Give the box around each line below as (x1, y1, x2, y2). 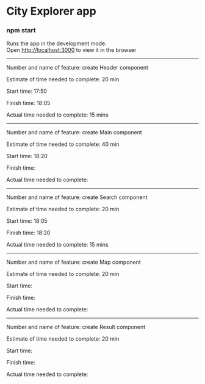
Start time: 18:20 (6, 153, 48, 160)
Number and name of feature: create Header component (6, 64, 148, 71)
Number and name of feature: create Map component (6, 258, 142, 266)
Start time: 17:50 (6, 87, 48, 95)
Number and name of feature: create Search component (6, 194, 148, 201)
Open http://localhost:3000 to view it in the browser (6, 46, 137, 54)
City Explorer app (6, 4, 96, 18)
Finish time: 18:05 (6, 100, 51, 107)
